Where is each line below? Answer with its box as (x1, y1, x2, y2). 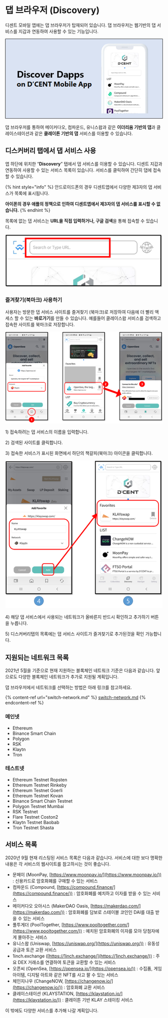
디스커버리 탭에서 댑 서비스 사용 (5, 146, 96, 155)
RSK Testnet (12, 809, 38, 815)
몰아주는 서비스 (17, 934, 47, 940)
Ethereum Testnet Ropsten (12, 777, 67, 783)
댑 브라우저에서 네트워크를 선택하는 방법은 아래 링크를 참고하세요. (5, 684, 132, 690)
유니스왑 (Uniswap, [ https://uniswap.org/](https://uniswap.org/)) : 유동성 (12, 940, 160, 946)
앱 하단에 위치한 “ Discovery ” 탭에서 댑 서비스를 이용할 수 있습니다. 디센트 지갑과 (5, 161, 162, 167)
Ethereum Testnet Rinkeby (12, 782, 67, 788)
